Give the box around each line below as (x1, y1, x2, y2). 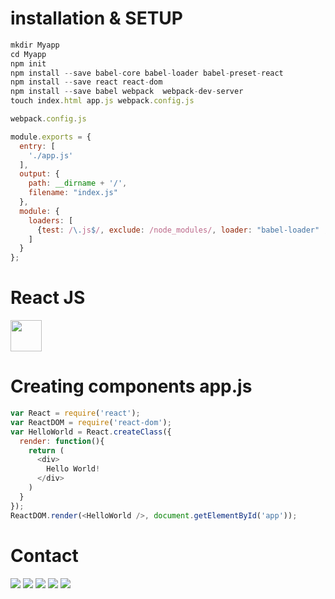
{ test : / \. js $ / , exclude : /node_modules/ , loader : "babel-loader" (36, 225, 320, 235)
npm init (10, 58, 47, 69)
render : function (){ (19, 436, 105, 446)
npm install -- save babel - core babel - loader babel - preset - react (10, 68, 284, 78)
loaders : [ (28, 215, 74, 226)
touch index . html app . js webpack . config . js (10, 96, 195, 106)
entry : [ (19, 141, 56, 151)
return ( (28, 445, 65, 456)
